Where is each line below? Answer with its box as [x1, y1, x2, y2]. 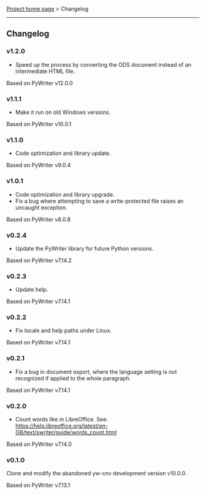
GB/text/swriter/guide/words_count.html [15, 429, 117, 436]
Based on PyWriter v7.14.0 [6, 440, 72, 448]
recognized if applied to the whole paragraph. [15, 374, 131, 382]
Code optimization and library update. [15, 149, 112, 157]
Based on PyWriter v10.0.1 [6, 120, 72, 127]
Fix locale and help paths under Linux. [15, 327, 112, 334]
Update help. [15, 286, 48, 293]
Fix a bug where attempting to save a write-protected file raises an [15, 197, 184, 205]
